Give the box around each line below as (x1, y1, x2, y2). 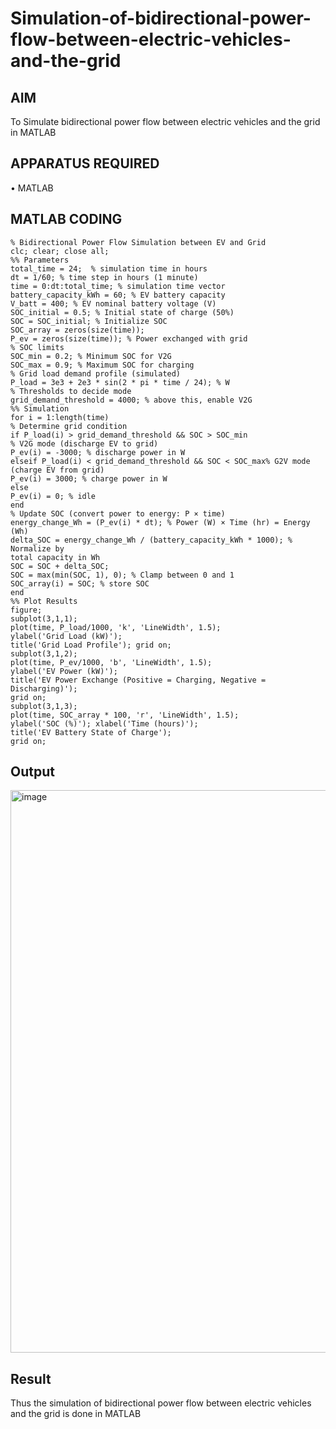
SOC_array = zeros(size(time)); (10, 325, 145, 335)
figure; (10, 605, 43, 615)
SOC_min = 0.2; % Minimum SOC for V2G (10, 351, 172, 361)
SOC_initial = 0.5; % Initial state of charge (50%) (10, 307, 235, 317)
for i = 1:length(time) (10, 412, 110, 422)
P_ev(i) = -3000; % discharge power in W (10, 447, 186, 457)
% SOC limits (10, 342, 65, 352)
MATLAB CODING (10, 211, 123, 228)
